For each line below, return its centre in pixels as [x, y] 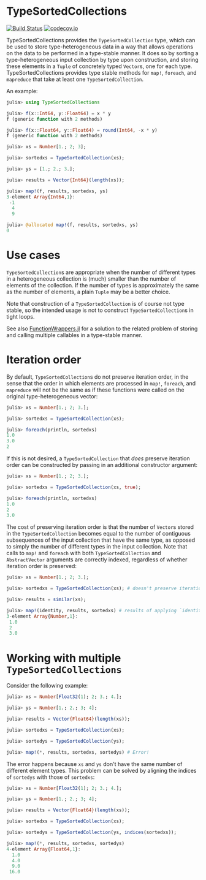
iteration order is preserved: [41, 566]
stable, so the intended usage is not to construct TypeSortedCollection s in [100, 310]
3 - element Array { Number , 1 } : [42, 616]
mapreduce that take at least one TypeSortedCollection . [75, 79]
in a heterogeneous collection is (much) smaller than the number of [91, 279]
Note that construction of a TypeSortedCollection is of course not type [96, 303]
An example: [22, 91]
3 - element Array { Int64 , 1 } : [41, 197]
